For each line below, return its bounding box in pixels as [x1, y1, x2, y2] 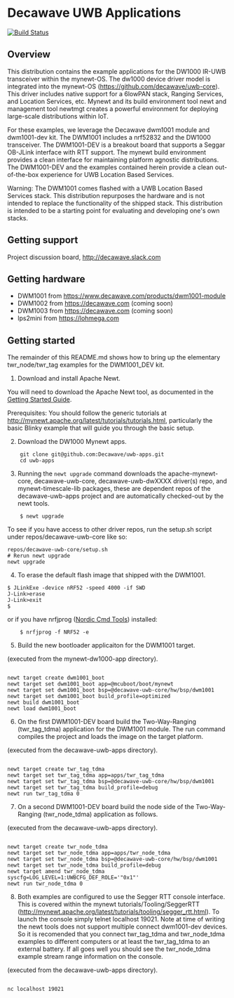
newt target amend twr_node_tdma [7, 868, 105, 875]
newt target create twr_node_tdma [7, 843, 109, 851]
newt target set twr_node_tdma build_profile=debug [7, 862, 161, 869]
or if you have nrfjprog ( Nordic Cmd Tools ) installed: [7, 615, 158, 624]
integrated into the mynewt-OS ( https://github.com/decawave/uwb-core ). [7, 82, 220, 91]
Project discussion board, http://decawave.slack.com [7, 253, 161, 261]
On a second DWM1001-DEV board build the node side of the [17, 803, 195, 811]
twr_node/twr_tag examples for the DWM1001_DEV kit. [7, 360, 165, 369]
